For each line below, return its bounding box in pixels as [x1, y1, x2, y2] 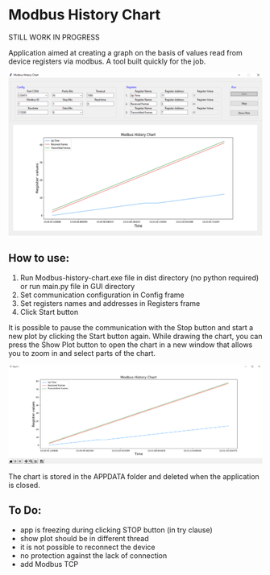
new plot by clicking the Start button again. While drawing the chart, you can [8, 331, 263, 341]
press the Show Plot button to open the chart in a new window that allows [8, 340, 253, 350]
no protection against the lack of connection [19, 550, 168, 561]
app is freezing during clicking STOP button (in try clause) [19, 525, 214, 535]
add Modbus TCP [19, 559, 79, 569]
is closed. [8, 480, 40, 490]
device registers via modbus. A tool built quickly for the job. [8, 56, 206, 66]
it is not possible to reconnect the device [19, 542, 156, 552]
